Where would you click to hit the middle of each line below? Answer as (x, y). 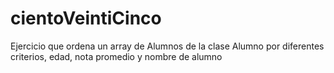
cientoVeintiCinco (86, 18)
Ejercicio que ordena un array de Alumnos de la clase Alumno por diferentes (167, 46)
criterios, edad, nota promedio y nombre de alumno (116, 56)
